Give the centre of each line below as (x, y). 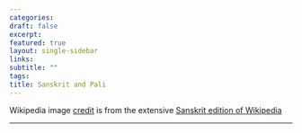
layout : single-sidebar (54, 51)
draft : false (34, 26)
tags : (19, 76)
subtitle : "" (34, 68)
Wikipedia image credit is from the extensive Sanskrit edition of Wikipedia (146, 110)
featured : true (38, 43)
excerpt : (26, 34)
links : (22, 59)
